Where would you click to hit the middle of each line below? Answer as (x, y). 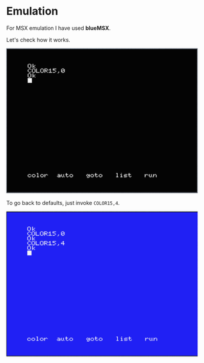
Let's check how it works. (39, 40)
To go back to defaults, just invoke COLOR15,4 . (63, 202)
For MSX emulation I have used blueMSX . (59, 28)
